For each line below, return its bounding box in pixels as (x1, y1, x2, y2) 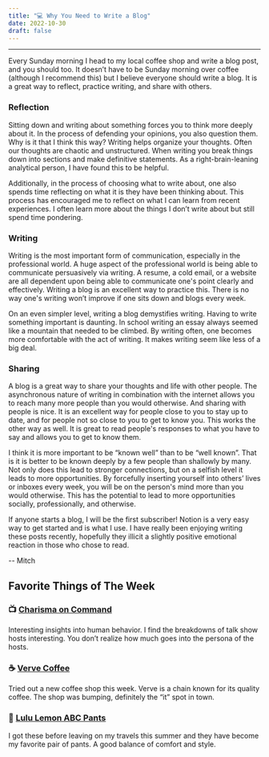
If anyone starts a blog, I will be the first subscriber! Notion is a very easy (8, 515, 250, 524)
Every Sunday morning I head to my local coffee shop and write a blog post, (8, 56, 259, 66)
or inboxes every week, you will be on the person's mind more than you (8, 482, 244, 492)
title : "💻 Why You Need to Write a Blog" (8, 11, 151, 20)
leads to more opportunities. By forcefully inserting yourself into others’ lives (8, 474, 261, 483)
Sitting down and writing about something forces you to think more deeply (8, 120, 254, 129)
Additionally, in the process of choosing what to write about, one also (8, 178, 237, 188)
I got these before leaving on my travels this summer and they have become (8, 731, 259, 740)
